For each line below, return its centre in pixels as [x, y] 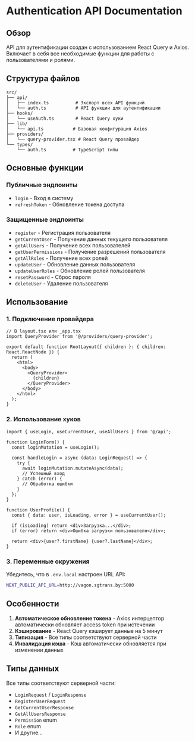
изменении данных [39, 650]
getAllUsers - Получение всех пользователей [73, 245]
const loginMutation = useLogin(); [56, 447]
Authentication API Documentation [94, 11]
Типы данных [33, 669]
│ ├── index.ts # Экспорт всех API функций [76, 103]
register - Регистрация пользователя [63, 232]
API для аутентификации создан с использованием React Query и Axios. [98, 47]
